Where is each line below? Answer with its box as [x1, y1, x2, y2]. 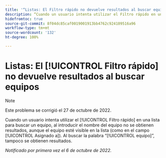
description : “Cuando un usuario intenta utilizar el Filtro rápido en [5, 12, 156, 17]
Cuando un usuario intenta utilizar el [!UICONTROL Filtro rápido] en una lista [5, 117, 160, 122]
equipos [5, 81, 40, 93]
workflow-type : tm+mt [5, 26, 50, 31]
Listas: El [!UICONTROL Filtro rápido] [5, 60, 159, 72]
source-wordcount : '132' [5, 30, 56, 35]
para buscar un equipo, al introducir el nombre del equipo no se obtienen [5, 122, 154, 128]
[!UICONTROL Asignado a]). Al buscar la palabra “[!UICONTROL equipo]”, [5, 132, 155, 138]
